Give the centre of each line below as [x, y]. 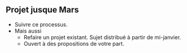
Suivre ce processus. [41, 24]
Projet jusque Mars [42, 10]
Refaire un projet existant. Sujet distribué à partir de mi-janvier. [102, 37]
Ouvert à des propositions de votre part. [74, 43]
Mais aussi [28, 31]
